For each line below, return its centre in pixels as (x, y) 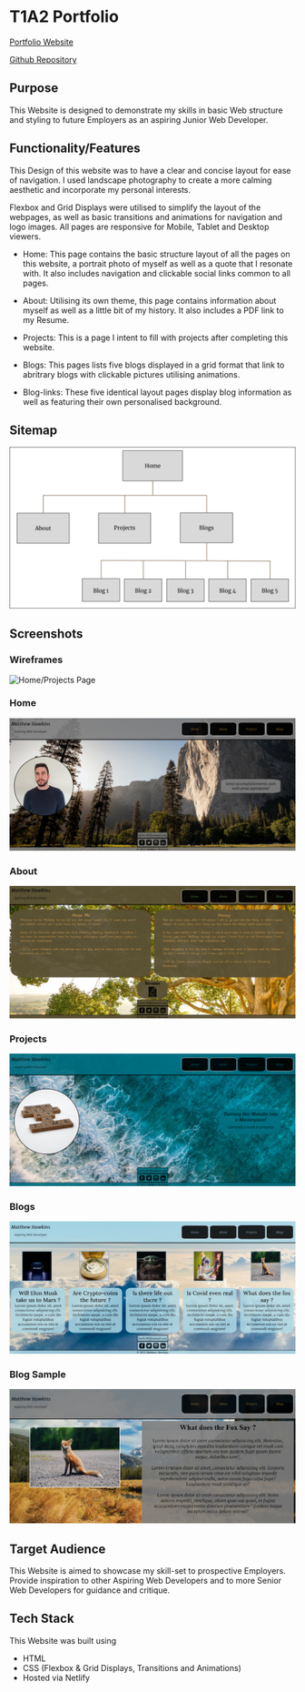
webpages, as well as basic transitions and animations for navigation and (146, 217)
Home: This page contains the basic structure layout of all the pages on (156, 254)
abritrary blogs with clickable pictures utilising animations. (131, 374)
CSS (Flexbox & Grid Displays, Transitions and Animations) (132, 1667)
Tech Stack (42, 1619)
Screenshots (46, 634)
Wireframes (36, 660)
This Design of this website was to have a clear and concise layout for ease (150, 170)
